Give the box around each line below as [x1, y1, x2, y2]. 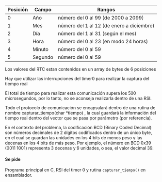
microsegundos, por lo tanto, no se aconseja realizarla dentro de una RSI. [5, 96, 152, 101]
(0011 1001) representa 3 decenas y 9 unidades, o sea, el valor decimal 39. [5, 145, 154, 151]
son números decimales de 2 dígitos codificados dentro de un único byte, [5, 130, 152, 135]
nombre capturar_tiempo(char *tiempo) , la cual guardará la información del [5, 110, 156, 116]
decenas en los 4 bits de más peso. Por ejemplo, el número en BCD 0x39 [5, 140, 151, 146]
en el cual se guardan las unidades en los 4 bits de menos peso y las [5, 135, 143, 140]
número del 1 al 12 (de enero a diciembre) [58, 22, 155, 29]
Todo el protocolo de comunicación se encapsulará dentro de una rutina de [5, 105, 156, 111]
